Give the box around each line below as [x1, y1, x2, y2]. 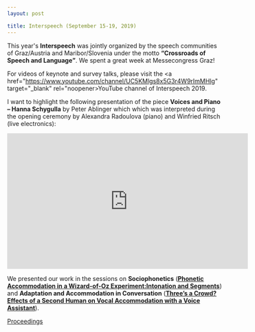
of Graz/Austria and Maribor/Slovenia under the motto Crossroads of [7, 49, 206, 57]
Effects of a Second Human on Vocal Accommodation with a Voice [7, 296, 201, 304]
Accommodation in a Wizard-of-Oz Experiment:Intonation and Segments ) [7, 282, 222, 290]
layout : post [7, 10, 45, 17]
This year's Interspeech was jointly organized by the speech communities [7, 41, 218, 50]
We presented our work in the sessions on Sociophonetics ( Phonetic [7, 274, 204, 282]
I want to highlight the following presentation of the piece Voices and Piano [7, 97, 221, 105]
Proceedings [7, 317, 43, 325]
